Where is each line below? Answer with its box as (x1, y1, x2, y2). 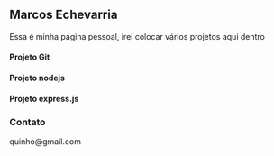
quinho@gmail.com (9, 135, 81, 147)
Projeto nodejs (9, 72, 66, 83)
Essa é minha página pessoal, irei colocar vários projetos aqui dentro (9, 31, 266, 41)
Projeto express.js (9, 93, 79, 104)
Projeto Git (9, 51, 50, 62)
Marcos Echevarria (9, 7, 118, 23)
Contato (9, 115, 46, 128)
